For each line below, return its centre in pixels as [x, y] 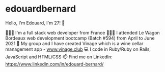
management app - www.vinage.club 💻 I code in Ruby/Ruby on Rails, [78, 49]
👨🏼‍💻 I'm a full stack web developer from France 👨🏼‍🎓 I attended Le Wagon [83, 32]
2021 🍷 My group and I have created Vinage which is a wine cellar [74, 43]
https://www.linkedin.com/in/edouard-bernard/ [54, 64]
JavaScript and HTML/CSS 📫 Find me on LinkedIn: [59, 57]
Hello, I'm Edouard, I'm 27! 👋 [35, 23]
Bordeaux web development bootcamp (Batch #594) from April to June [80, 38]
